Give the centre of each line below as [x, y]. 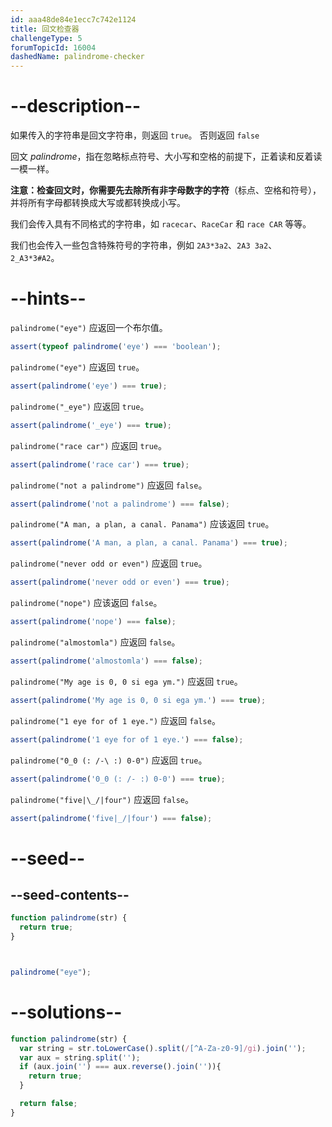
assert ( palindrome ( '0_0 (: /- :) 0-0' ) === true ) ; [118, 779]
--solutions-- [66, 1012]
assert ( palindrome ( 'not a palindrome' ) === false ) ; [120, 504]
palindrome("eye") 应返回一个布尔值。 [89, 327]
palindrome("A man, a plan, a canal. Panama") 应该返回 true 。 [142, 524]
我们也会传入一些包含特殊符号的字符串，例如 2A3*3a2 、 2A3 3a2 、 [144, 245]
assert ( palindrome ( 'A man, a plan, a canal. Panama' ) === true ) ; [149, 543]
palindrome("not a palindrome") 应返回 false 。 [109, 485]
